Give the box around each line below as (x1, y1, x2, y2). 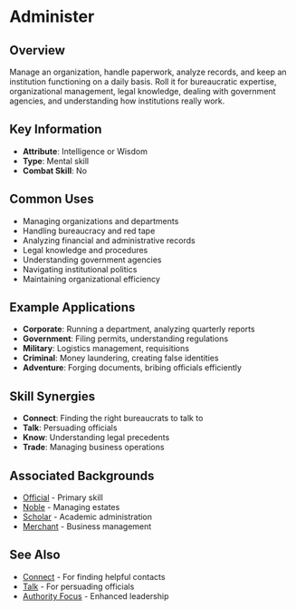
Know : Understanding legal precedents (22, 432, 170, 443)
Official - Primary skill (22, 492, 104, 503)
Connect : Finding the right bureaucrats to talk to (22, 413, 204, 424)
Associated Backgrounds (9, 467, 155, 483)
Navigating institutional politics (22, 263, 138, 274)
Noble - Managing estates (22, 502, 120, 513)
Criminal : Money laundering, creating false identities (22, 352, 219, 364)
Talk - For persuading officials (22, 581, 135, 592)
